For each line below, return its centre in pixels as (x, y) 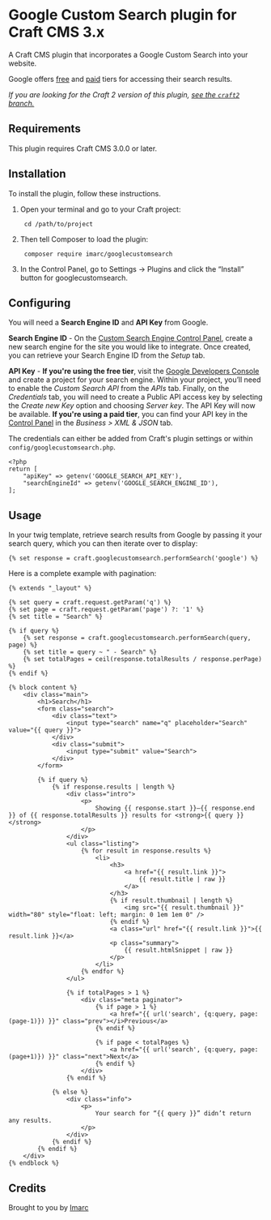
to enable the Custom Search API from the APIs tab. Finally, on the (119, 389)
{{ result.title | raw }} (182, 879)
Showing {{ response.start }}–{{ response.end (175, 809)
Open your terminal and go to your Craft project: (100, 209)
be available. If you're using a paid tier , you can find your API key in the (128, 415)
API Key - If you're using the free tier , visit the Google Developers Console (134, 372)
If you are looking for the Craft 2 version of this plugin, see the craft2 (124, 94)
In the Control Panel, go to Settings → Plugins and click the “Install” (132, 268)
